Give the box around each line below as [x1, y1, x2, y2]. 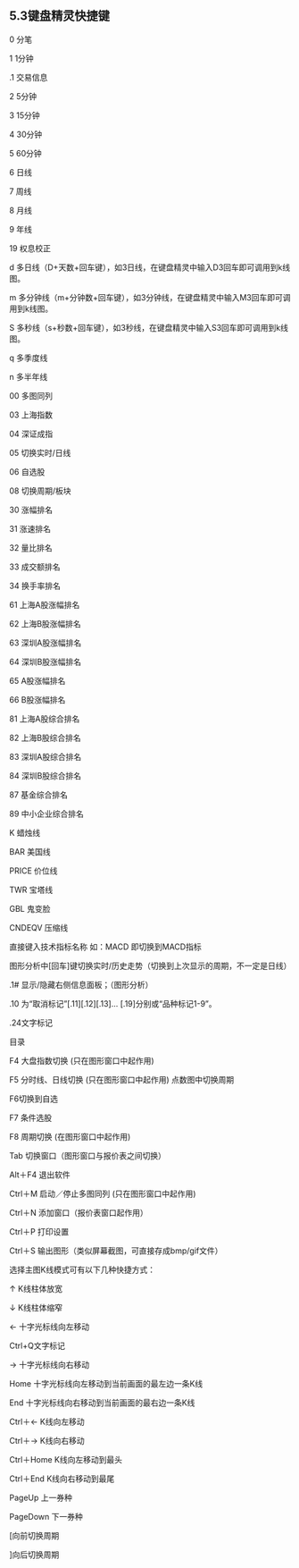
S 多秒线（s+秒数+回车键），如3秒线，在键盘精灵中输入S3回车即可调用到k [9, 322, 281, 333]
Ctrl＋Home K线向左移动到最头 [9, 1454, 123, 1464]
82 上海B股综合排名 [9, 732, 82, 743]
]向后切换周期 [9, 1549, 60, 1560]
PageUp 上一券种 [9, 1492, 73, 1503]
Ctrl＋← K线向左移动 [9, 1416, 85, 1427]
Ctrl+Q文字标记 [9, 1340, 65, 1351]
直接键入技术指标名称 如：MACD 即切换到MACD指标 [9, 941, 203, 952]
